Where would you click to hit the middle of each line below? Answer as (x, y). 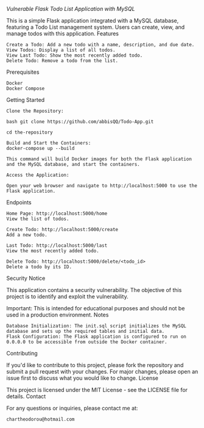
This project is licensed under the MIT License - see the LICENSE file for (97, 390)
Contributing (22, 353)
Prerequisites (23, 72)
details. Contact (26, 396)
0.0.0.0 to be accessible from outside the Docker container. (87, 342)
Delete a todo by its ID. (39, 267)
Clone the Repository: (35, 111)
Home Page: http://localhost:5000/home (57, 213)
